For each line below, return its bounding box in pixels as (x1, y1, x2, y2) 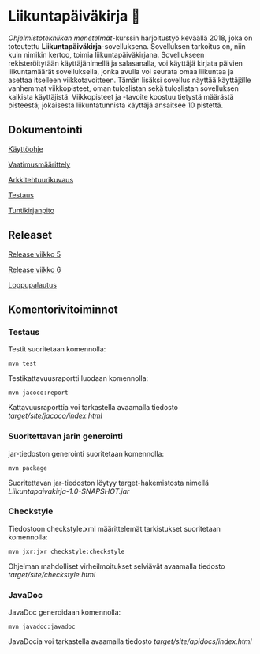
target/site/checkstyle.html (8, 569, 96, 579)
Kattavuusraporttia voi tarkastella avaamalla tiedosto (8, 403, 179, 412)
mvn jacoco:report (8, 389, 69, 397)
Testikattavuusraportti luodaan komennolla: (8, 374, 149, 383)
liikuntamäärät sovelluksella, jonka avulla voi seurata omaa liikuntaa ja (8, 66, 234, 76)
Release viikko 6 (8, 265, 61, 274)
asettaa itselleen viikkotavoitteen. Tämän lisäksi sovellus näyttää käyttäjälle (8, 75, 251, 85)
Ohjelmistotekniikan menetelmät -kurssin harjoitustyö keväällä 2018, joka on (8, 33, 253, 43)
